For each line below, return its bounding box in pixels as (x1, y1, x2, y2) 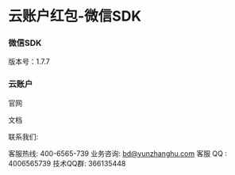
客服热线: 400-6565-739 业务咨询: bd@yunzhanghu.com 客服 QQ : (8, 148, 228, 158)
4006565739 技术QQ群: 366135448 (8, 158, 126, 168)
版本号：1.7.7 (8, 57, 50, 67)
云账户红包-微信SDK (8, 7, 141, 25)
